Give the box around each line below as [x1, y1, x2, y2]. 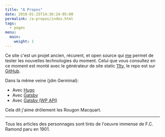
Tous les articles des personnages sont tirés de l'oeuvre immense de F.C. [5, 121, 154, 127]
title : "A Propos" [5, 7, 43, 12]
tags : [5, 21, 16, 26]
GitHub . [5, 68, 21, 74]
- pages [9, 25, 26, 30]
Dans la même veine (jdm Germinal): [5, 77, 79, 83]
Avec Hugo [12, 87, 35, 93]
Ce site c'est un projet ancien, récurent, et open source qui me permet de [5, 52, 154, 58]
